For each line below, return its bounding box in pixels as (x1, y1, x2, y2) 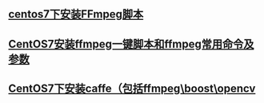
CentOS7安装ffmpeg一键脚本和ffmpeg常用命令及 (8, 37, 254, 50)
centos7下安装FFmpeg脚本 (8, 7, 144, 22)
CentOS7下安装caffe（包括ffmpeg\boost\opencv (8, 82, 256, 96)
